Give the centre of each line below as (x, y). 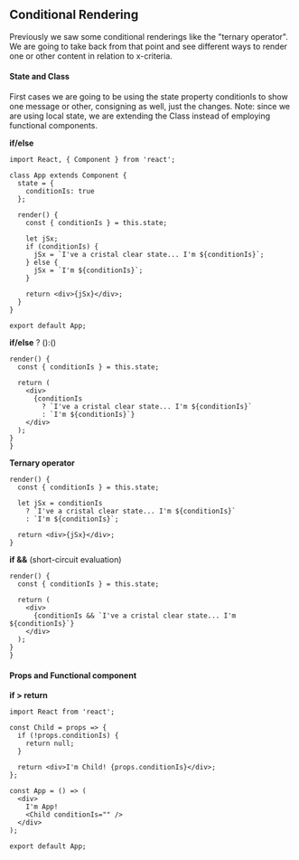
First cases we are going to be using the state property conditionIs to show (149, 97)
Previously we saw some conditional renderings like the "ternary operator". (149, 36)
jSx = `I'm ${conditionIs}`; (88, 270)
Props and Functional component (73, 675)
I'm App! (42, 807)
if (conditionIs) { (62, 247)
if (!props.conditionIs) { (68, 736)
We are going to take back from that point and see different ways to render (148, 46)
